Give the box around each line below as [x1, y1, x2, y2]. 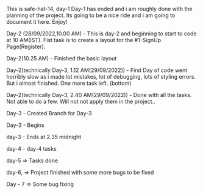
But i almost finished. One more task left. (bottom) [6, 79, 132, 87]
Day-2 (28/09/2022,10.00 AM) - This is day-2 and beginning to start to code [6, 30, 197, 37]
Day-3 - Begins [6, 121, 45, 129]
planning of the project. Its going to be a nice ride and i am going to [6, 12, 176, 19]
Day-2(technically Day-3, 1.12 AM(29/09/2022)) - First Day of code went [6, 66, 188, 74]
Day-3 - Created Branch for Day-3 [6, 110, 93, 117]
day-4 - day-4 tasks [6, 145, 57, 152]
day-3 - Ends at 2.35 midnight [6, 134, 82, 140]
